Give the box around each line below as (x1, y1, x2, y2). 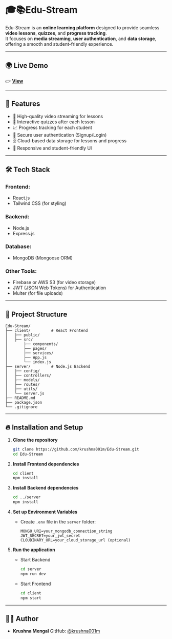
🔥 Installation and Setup (5, 423, 83, 432)
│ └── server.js (5, 391, 45, 396)
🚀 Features (5, 100, 40, 108)
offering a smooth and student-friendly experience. (5, 41, 114, 47)
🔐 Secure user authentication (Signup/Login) (12, 131, 107, 138)
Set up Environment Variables (12, 509, 78, 515)
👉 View (5, 78, 24, 84)
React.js (12, 195, 30, 201)
